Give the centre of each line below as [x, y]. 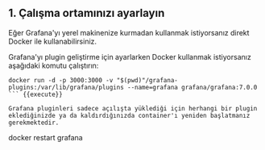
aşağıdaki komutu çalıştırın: [54, 65]
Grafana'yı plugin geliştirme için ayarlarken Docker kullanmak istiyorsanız [130, 56]
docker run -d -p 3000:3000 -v [61, 80]
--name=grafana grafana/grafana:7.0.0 [193, 87]
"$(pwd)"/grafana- [147, 80]
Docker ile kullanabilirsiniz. [53, 41]
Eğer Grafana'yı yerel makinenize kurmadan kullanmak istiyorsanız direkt [129, 32]
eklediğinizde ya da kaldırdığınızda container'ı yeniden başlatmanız [129, 115]
